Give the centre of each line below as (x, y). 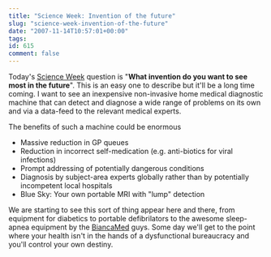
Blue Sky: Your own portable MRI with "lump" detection (112, 194)
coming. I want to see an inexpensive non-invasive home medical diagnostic (136, 94)
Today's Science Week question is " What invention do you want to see (128, 77)
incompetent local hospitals (66, 186)
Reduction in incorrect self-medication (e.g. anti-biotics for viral (127, 151)
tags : (17, 39)
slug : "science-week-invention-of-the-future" (88, 24)
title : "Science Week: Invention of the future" (92, 16)
